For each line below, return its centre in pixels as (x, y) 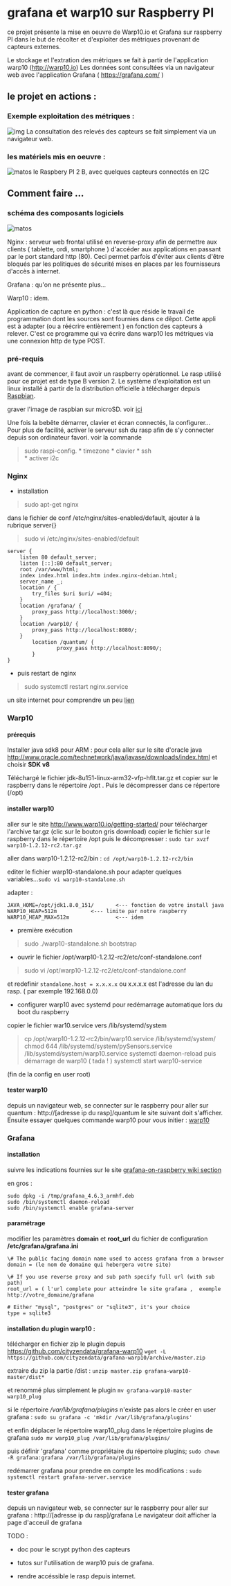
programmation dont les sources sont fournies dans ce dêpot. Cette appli (112, 318)
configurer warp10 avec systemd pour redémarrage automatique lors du (120, 1004)
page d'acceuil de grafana (45, 1523)
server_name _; (41, 582)
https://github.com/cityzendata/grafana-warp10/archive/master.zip (107, 1358)
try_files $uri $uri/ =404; (72, 594)
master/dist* (26, 1378)
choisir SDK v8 (29, 765)
